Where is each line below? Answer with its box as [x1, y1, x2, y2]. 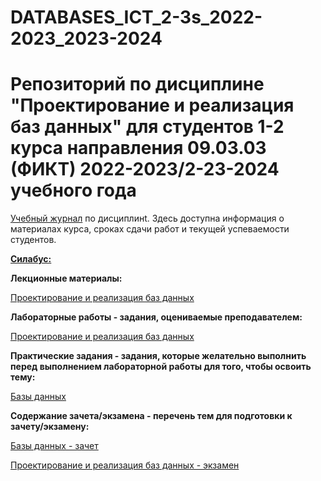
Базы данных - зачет [10, 440, 99, 452]
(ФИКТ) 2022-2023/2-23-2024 [10, 158, 280, 181]
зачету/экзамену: [10, 421, 90, 433]
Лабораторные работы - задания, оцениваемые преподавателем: [10, 311, 303, 323]
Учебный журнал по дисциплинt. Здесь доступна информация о [10, 212, 285, 225]
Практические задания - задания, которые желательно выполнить [10, 350, 307, 362]
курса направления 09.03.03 [10, 137, 267, 160]
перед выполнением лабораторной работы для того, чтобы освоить [10, 361, 312, 373]
